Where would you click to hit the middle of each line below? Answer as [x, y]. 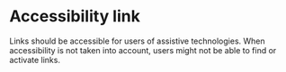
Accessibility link [75, 16]
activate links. [35, 60]
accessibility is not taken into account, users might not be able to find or [143, 50]
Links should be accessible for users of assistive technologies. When [137, 41]
